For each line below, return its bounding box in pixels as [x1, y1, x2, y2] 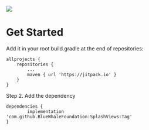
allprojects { [6, 56, 41, 62]
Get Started [6, 26, 63, 39]
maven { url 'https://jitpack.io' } [27, 71, 117, 77]
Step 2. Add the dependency [6, 92, 76, 99]
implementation [27, 108, 65, 114]
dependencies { [6, 103, 43, 110]
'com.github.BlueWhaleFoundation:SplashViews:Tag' [6, 114, 133, 119]
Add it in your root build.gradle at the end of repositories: [6, 45, 144, 52]
